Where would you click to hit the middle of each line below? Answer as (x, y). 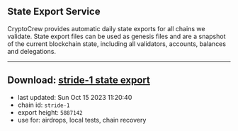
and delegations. (32, 51)
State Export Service (54, 12)
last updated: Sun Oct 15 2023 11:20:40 (75, 97)
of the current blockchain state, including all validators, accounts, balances (117, 44)
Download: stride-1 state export (79, 80)
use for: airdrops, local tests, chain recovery (82, 120)
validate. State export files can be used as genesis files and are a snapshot (117, 36)
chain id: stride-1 (44, 105)
